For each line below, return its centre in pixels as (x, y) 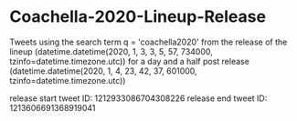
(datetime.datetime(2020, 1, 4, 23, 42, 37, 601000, (104, 71)
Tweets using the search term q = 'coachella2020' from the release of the (148, 42)
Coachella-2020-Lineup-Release (138, 17)
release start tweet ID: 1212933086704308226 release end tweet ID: (138, 98)
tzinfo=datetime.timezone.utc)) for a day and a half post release (129, 61)
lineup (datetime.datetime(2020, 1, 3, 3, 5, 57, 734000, (111, 51)
